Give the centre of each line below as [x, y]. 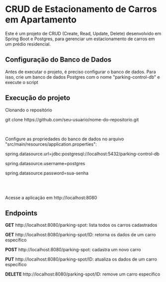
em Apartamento [41, 20]
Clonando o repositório [29, 110]
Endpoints [21, 213]
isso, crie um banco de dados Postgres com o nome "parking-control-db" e [83, 77]
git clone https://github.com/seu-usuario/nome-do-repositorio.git [72, 119]
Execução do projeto [38, 98]
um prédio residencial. [28, 44]
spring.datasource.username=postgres [45, 163]
